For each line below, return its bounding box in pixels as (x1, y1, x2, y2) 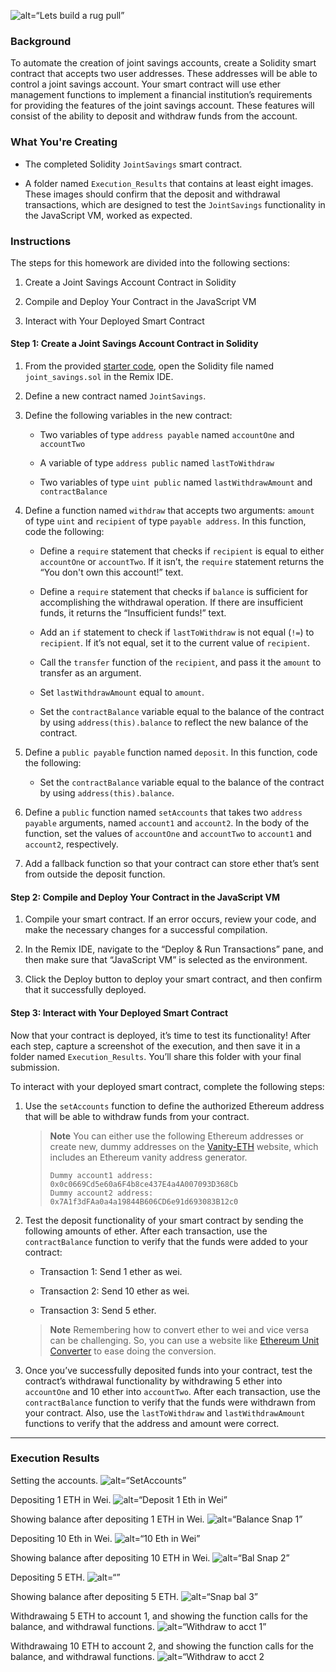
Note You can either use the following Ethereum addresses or (49, 1130, 304, 1142)
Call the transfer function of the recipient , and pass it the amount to (39, 656, 322, 669)
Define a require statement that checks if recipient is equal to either (39, 545, 325, 557)
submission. (10, 1061, 60, 1073)
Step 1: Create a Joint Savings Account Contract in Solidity (10, 338, 259, 350)
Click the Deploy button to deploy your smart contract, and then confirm (24, 973, 323, 985)
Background (10, 34, 72, 48)
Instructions (10, 234, 72, 248)
